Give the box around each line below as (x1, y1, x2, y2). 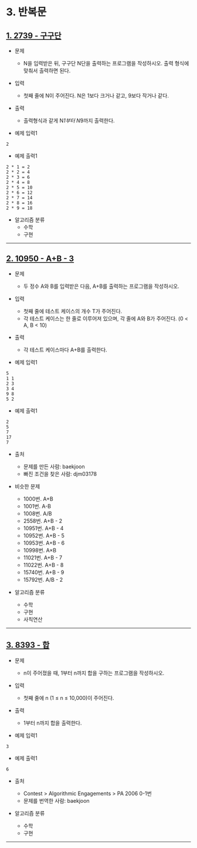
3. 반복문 (6, 5, 47, 19)
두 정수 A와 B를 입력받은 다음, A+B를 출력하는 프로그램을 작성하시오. (23, 283, 180, 290)
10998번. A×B (23, 547, 57, 554)
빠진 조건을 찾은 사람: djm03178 (23, 470, 97, 477)
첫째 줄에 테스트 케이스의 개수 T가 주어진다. (23, 307, 123, 314)
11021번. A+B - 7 (23, 554, 63, 561)
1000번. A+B (23, 495, 54, 502)
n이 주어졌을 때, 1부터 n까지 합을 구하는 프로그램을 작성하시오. (23, 669, 165, 676)
